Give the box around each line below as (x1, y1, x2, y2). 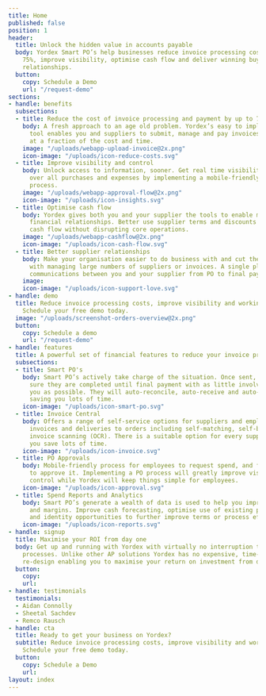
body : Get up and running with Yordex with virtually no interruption (15, 543, 253, 551)
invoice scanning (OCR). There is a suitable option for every (28, 432, 243, 440)
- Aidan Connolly (15, 602, 73, 609)
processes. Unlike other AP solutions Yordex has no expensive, (22, 550, 239, 558)
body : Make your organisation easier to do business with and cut (22, 255, 246, 263)
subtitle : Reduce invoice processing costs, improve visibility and (15, 639, 246, 647)
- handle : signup (8, 529, 66, 536)
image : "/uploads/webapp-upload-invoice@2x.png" (22, 144, 186, 152)
